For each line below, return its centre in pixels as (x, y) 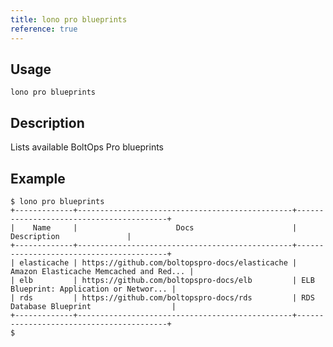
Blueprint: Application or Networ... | (93, 289)
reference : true (44, 29)
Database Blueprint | (93, 306)
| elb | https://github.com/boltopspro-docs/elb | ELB (162, 280)
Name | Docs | (165, 227)
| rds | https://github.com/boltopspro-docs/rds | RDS (162, 297)
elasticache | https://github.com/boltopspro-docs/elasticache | (158, 262)
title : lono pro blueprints (69, 19)
